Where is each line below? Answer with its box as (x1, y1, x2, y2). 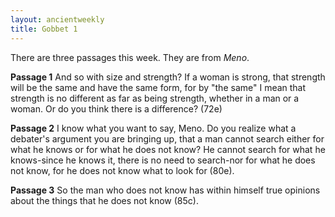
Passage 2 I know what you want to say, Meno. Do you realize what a (10, 122, 297, 134)
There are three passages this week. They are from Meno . (10, 51, 250, 63)
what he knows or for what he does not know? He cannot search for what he (10, 143, 326, 155)
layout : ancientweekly (10, 14, 105, 25)
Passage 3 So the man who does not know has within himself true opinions (10, 184, 321, 196)
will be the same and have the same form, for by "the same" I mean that (10, 81, 307, 93)
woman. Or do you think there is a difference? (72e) (10, 102, 223, 115)
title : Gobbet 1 (10, 24, 78, 34)
